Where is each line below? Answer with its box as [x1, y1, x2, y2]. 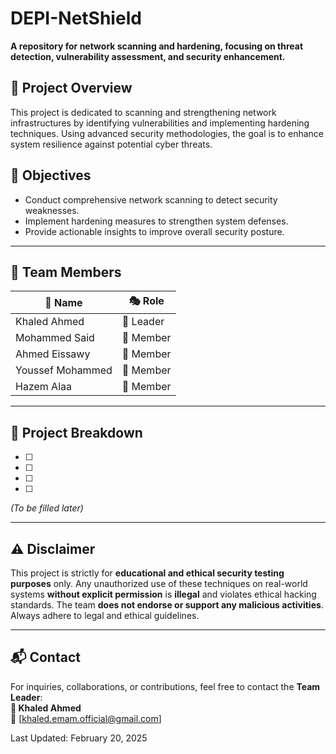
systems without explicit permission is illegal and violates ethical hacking [10, 588, 317, 600]
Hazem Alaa [15, 380, 72, 394]
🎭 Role [128, 294, 165, 308]
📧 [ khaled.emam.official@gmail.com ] [10, 712, 162, 724]
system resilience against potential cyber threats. [10, 138, 213, 150]
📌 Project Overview [10, 80, 133, 97]
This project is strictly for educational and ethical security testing [10, 567, 285, 579]
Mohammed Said [15, 331, 95, 345]
